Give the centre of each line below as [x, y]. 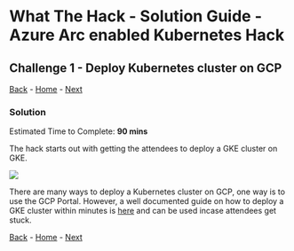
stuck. [20, 220]
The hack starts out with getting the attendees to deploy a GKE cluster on [143, 149]
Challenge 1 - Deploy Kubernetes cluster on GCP [146, 68]
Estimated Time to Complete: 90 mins [79, 131]
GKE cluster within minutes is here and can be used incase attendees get [143, 211]
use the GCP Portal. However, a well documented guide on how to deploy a [147, 201]
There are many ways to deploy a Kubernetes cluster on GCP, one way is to [147, 192]
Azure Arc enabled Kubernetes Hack [147, 35]
